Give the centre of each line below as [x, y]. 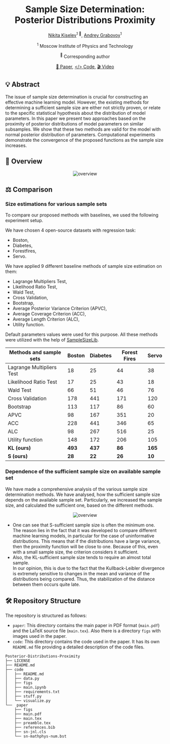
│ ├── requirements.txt [32, 692]
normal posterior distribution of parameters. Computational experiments [80, 134]
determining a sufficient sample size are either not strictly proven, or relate [83, 107]
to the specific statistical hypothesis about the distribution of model [75, 113]
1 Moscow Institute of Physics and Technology [85, 45]
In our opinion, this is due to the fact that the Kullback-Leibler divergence [89, 568]
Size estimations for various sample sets [56, 204]
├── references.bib [35, 728]
